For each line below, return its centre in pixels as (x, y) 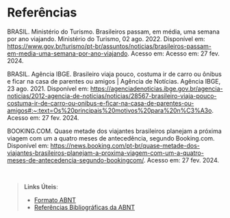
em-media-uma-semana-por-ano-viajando (67, 53)
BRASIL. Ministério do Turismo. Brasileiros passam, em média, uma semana (114, 32)
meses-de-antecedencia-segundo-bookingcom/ (76, 160)
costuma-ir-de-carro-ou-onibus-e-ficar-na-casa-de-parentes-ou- (101, 103)
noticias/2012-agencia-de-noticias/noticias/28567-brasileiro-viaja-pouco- (112, 96)
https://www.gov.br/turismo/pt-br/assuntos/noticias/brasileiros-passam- (110, 46)
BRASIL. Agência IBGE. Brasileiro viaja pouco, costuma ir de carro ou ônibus (115, 74)
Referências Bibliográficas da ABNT (85, 207)
